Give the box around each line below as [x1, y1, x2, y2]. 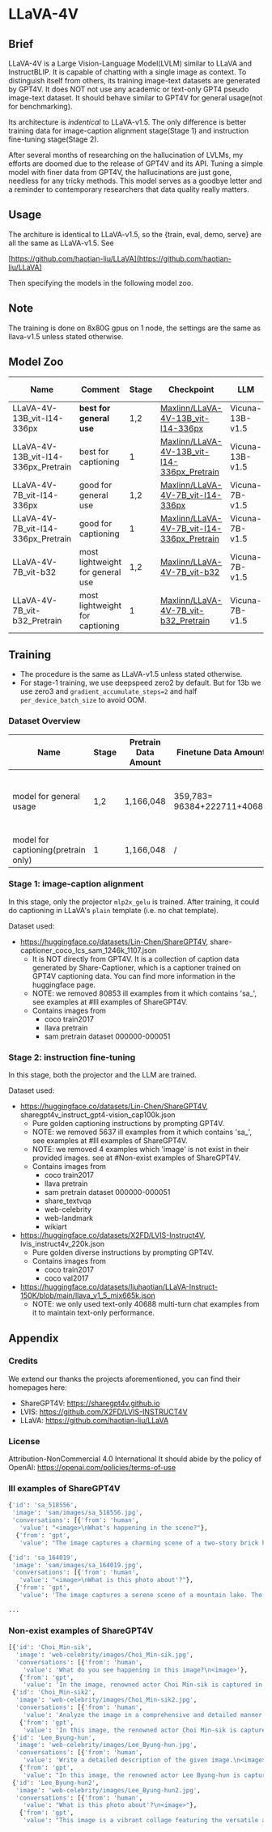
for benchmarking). [8, 102, 73, 111]
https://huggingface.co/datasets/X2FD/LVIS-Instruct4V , [19, 1231, 206, 1240]
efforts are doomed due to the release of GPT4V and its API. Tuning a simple [8, 159, 263, 168]
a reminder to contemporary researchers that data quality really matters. [8, 185, 249, 194]
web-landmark [44, 1214, 94, 1223]
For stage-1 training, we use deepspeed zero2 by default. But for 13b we [19, 678, 261, 688]
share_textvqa [44, 1196, 91, 1206]
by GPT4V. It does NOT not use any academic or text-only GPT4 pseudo [8, 84, 249, 94]
